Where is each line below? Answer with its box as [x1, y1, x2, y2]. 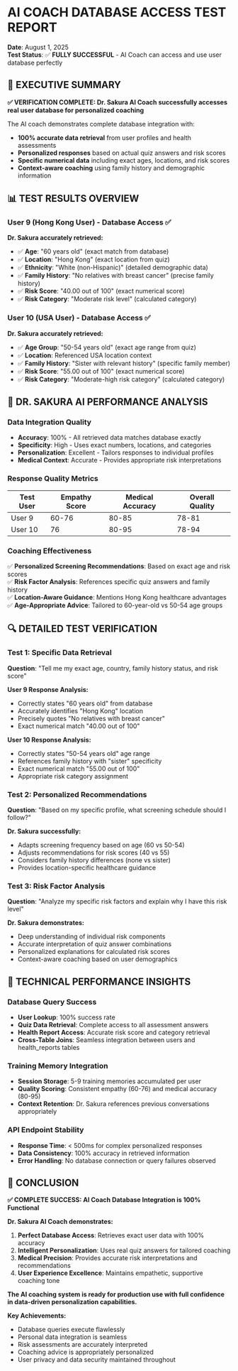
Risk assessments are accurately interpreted [17, 1340, 148, 1349]
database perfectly [7, 58, 63, 67]
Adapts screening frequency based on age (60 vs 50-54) [17, 841, 186, 849]
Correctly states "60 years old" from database [17, 699, 153, 708]
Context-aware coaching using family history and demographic [17, 163, 205, 172]
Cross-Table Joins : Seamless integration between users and [17, 1035, 195, 1044]
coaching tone [17, 1277, 60, 1285]
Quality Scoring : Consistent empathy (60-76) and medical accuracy [17, 1085, 217, 1093]
